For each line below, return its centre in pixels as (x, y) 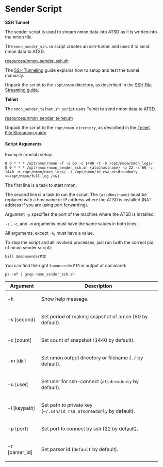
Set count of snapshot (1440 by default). (88, 340)
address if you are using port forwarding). (47, 205)
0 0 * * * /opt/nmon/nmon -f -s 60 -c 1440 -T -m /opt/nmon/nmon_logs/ (79, 163)
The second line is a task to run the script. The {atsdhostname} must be (76, 194)
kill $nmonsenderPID (26, 257)
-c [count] (20, 340)
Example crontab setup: (29, 155)
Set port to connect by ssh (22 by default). (90, 429)
